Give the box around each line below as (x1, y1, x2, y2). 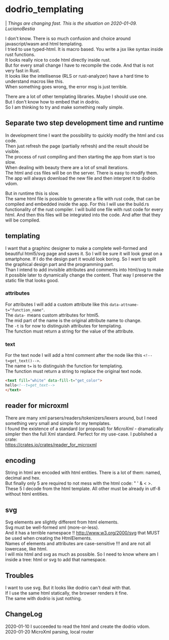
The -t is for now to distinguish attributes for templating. (5, 323, 122, 329)
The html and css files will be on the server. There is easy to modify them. (5, 170, 158, 176)
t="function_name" (5, 307, 44, 312)
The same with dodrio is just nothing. (5, 596, 82, 602)
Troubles (5, 571, 34, 580)
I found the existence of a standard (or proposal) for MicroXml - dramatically (5, 425, 163, 432)
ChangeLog (5, 610, 43, 619)
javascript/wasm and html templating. (5, 40, 83, 46)
